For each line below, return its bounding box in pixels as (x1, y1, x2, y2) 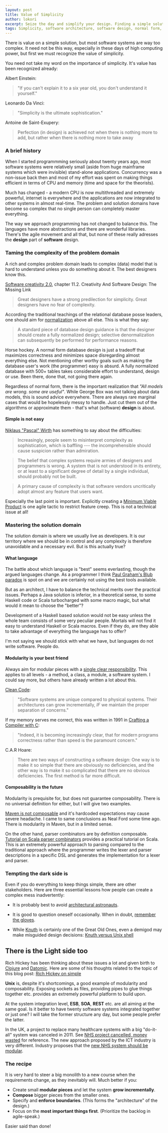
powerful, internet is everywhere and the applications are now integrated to (5, 195, 160, 201)
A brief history (5, 147, 41, 154)
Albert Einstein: (5, 75, 36, 81)
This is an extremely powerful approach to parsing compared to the (5, 841, 144, 847)
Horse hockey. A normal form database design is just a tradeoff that (5, 347, 145, 353)
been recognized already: (5, 66, 58, 72)
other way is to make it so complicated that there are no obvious (17, 767, 150, 773)
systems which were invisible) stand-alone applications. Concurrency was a (5, 169, 162, 175)
